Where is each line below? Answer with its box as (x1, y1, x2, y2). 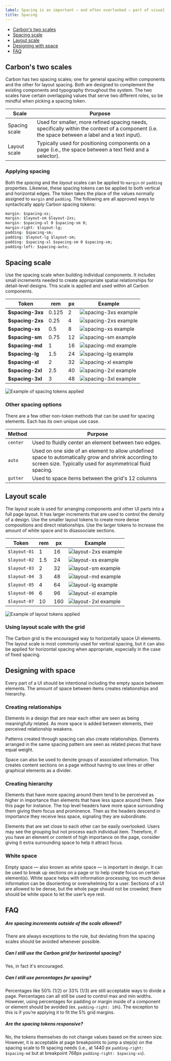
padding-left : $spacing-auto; (5, 244, 70, 249)
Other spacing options (5, 401, 62, 408)
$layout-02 (8, 557, 34, 563)
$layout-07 (8, 598, 34, 604)
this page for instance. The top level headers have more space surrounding (5, 803, 163, 809)
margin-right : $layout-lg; (5, 225, 63, 230)
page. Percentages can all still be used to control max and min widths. (5, 993, 153, 999)
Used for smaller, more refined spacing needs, (37, 118, 148, 126)
